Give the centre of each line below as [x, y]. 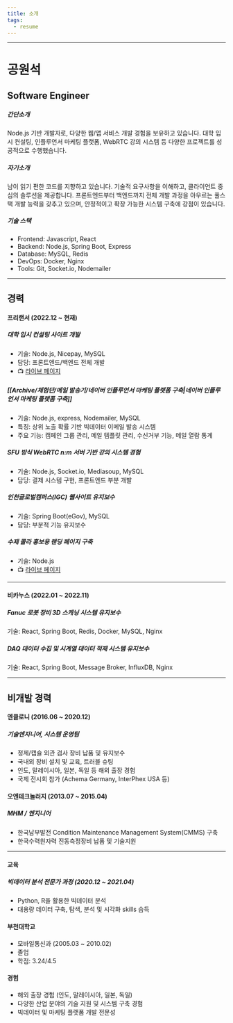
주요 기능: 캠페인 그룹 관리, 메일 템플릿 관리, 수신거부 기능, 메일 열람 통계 [115, 435]
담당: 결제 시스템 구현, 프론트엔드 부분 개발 [75, 480]
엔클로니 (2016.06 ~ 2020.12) [49, 717]
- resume [26, 26]
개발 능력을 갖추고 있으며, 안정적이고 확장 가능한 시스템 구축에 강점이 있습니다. [120, 204]
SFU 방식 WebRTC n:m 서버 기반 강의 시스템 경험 [74, 452]
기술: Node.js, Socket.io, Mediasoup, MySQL [80, 471]
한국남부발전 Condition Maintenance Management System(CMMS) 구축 [118, 832]
